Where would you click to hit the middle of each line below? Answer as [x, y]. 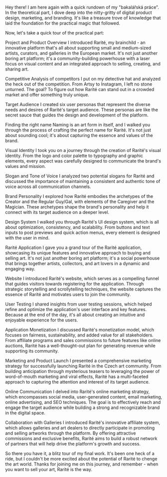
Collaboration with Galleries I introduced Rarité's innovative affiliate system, [83, 422]
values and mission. [25, 166]
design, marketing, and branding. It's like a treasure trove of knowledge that [83, 18]
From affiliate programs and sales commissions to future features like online [83, 340]
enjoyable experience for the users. [42, 320]
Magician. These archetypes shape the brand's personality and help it [77, 207]
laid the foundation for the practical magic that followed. [63, 23]
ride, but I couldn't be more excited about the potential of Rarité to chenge [81, 459]
